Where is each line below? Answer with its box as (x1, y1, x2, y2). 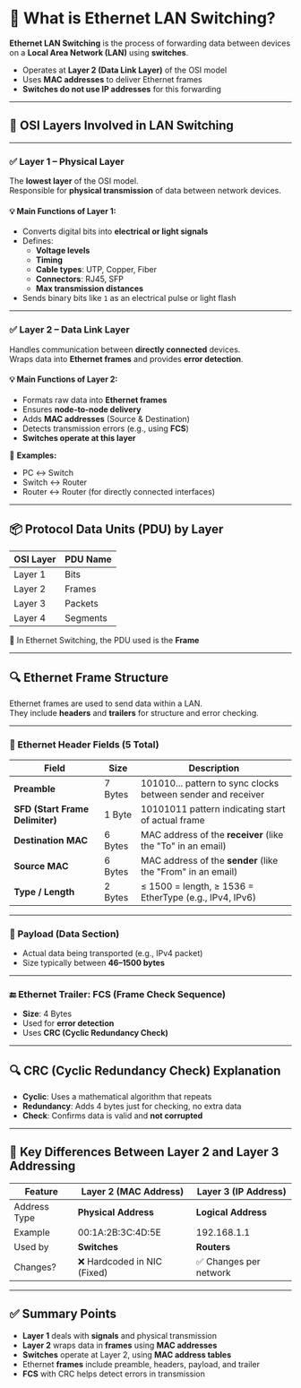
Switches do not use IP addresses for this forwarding (21, 83, 222, 94)
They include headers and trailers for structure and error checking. (9, 708, 260, 719)
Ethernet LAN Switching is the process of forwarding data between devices (9, 38, 291, 48)
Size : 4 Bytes (21, 1008, 73, 1020)
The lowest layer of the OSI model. (9, 176, 139, 186)
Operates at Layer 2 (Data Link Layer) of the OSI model (21, 65, 228, 75)
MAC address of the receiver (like (140, 828, 284, 841)
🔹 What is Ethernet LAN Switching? (9, 8, 276, 29)
